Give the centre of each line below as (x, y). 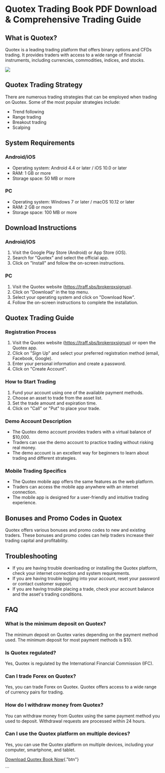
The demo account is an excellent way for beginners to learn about (81, 453)
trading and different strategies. (44, 458)
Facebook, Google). (32, 359)
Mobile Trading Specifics (36, 471)
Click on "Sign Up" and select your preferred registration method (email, (86, 353)
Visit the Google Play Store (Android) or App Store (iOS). (69, 252)
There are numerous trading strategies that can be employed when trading (81, 97)
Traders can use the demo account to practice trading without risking (83, 443)
